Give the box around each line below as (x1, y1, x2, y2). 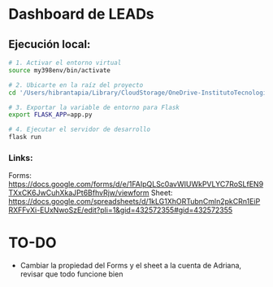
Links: (8, 152, 33, 163)
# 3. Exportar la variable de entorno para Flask (8, 103, 180, 111)
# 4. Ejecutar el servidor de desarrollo (8, 125, 151, 134)
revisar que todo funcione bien (19, 269, 123, 279)
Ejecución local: (8, 37, 91, 51)
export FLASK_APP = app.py (8, 111, 93, 119)
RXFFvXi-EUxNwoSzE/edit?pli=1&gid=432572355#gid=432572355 (8, 205, 233, 215)
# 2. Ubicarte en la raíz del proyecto (8, 80, 144, 89)
